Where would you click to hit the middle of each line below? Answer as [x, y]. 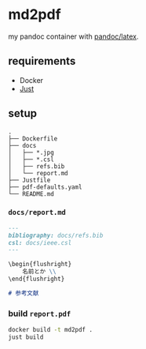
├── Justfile [29, 180]
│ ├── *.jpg [31, 152]
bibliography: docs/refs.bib [56, 235]
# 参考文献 [24, 293]
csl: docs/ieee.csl [40, 242]
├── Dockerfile [33, 139]
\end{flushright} [36, 279]
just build [26, 337]
